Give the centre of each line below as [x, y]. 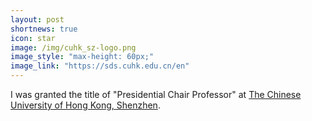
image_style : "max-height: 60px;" [82, 57]
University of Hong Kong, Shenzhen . [85, 105]
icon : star [33, 38]
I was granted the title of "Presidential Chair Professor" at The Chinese [156, 94]
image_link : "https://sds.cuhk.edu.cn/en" [100, 66]
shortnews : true [44, 29]
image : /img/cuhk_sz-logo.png [73, 47]
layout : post [37, 19]
